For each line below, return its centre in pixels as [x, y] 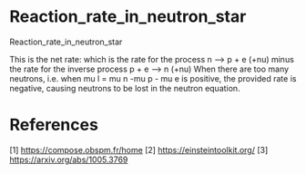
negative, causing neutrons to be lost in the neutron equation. [125, 88]
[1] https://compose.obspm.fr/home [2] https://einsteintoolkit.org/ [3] [139, 150]
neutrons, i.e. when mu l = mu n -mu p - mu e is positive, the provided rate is [153, 78]
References [54, 125]
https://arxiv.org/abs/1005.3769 [69, 159]
